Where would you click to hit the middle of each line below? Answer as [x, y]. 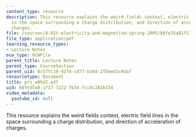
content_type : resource [35, 11]
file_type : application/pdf [40, 39]
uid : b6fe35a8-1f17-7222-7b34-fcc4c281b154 [60, 88]
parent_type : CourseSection [40, 66]
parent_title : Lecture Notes [41, 60]
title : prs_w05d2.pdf [32, 83]
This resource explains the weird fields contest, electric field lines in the [92, 115]
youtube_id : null [32, 98]
